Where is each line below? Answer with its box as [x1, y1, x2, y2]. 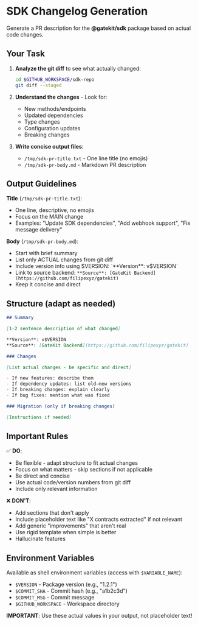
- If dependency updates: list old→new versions [6, 381, 132, 387]
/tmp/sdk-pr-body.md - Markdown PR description [24, 161, 146, 168]
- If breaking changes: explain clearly [6, 387, 111, 393]
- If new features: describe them [6, 375, 94, 381]
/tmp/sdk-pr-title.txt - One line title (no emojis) [24, 154, 148, 162]
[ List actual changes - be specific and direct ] [6, 364, 132, 370]
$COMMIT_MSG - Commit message [15, 594, 95, 601]
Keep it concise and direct [15, 281, 81, 288]
